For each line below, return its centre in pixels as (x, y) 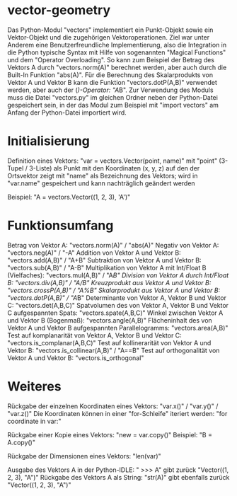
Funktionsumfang (60, 226)
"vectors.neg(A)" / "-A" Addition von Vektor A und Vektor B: (94, 253)
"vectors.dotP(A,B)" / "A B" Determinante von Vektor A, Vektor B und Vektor (117, 298)
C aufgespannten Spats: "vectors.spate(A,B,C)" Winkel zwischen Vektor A (115, 313)
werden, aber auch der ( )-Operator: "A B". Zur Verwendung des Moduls (110, 90)
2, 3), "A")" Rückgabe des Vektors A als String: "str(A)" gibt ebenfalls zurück (118, 477)
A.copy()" (21, 442)
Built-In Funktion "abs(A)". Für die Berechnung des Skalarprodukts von (110, 75)
